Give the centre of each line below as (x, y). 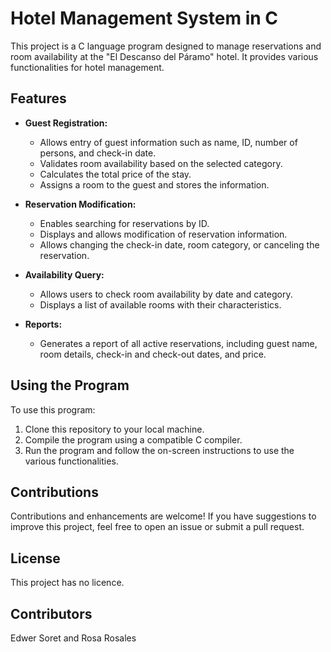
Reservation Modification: (80, 204)
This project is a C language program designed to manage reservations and (166, 46)
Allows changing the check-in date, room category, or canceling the (179, 244)
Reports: (43, 324)
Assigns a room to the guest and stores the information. (154, 184)
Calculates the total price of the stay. (115, 174)
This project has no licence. (67, 583)
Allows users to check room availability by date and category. (166, 294)
